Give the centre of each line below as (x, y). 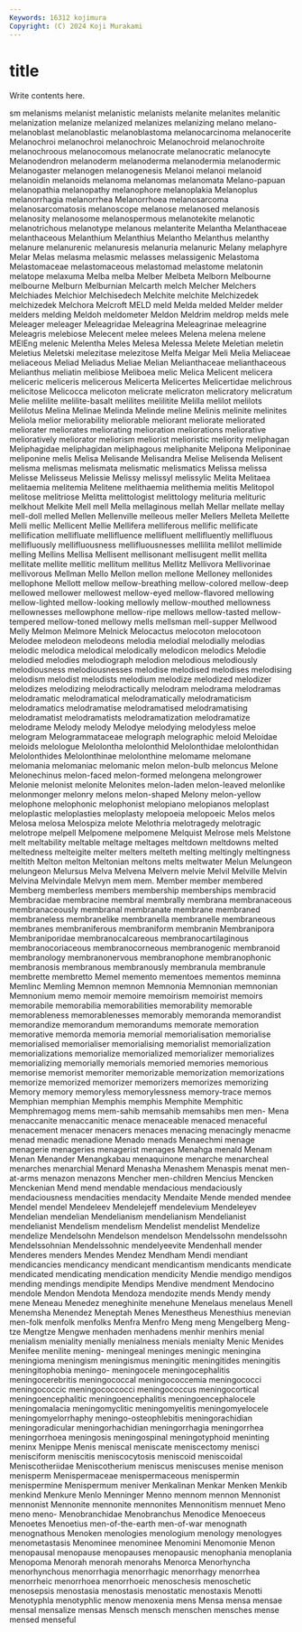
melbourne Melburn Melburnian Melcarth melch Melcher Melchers (133, 286)
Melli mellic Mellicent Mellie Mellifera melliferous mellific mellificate (134, 526)
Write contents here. (47, 96)
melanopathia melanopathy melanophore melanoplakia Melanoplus (134, 190)
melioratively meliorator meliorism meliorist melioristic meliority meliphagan (150, 440)
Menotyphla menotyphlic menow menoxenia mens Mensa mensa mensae (146, 1600)
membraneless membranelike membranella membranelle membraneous (143, 919)
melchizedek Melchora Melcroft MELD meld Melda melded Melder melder (146, 305)
